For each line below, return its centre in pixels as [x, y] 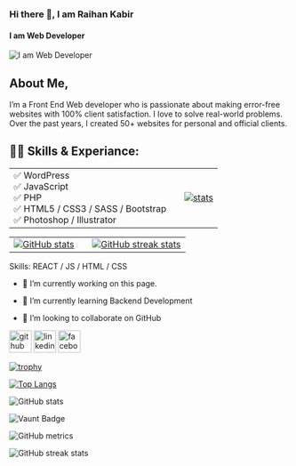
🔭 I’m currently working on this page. [89, 283]
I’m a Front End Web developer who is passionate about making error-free [145, 104]
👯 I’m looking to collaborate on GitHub [92, 317]
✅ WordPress [42, 175]
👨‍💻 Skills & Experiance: [74, 152]
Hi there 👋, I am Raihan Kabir [72, 14]
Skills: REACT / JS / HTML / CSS [68, 266]
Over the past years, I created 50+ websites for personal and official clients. [148, 123]
